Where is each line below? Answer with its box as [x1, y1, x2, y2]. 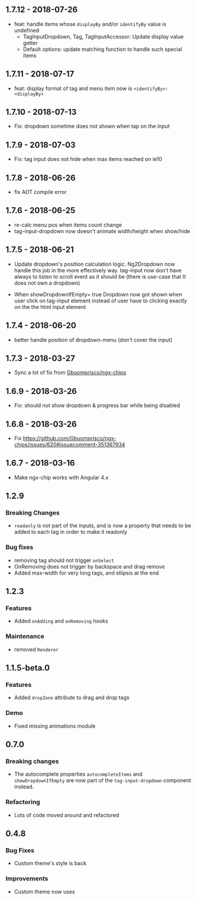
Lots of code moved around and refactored [14, 811, 120, 818]
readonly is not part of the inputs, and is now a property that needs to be [14, 522, 192, 529]
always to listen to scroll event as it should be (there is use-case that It [14, 273, 186, 280]
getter [22, 39, 38, 46]
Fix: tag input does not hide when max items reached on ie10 [14, 156, 162, 163]
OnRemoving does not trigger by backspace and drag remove [14, 563, 165, 570]
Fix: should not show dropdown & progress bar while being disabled [14, 402, 180, 409]
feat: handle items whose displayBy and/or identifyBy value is [14, 20, 167, 27]
